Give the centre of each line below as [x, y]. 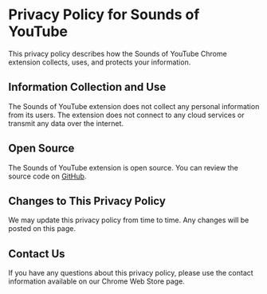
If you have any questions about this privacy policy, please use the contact [131, 273]
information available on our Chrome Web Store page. [96, 281]
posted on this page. [42, 229]
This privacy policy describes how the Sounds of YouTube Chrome [118, 53]
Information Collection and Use [87, 87]
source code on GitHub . [47, 176]
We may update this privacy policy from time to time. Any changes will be [129, 220]
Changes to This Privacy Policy [87, 201]
